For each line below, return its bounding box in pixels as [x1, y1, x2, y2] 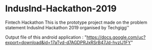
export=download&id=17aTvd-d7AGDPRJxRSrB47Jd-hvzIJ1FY [5, 39, 131, 45]
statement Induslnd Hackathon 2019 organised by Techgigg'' [5, 24, 130, 30]
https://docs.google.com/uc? [86, 34, 146, 40]
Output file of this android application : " [5, 34, 87, 40]
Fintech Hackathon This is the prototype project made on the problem [5, 19, 148, 25]
